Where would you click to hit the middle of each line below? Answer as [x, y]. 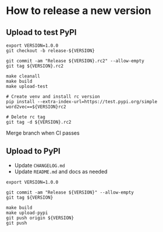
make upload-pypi [27, 213]
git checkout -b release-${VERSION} [50, 51]
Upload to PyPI [33, 151]
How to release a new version [79, 11]
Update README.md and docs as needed [61, 171]
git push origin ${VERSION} [40, 218]
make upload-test [27, 86]
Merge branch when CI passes [43, 133]
